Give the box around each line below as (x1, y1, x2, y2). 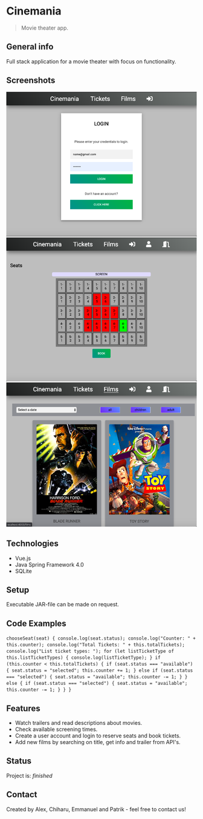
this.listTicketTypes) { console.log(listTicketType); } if (6, 655, 161, 661)
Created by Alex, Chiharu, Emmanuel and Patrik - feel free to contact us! (6, 805, 186, 813)
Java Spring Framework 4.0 (14, 560, 85, 568)
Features (6, 703, 40, 713)
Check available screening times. (14, 726, 98, 733)
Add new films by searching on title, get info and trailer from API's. (14, 739, 181, 746)
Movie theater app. (21, 24, 68, 31)
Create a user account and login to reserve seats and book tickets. (14, 732, 181, 739)
